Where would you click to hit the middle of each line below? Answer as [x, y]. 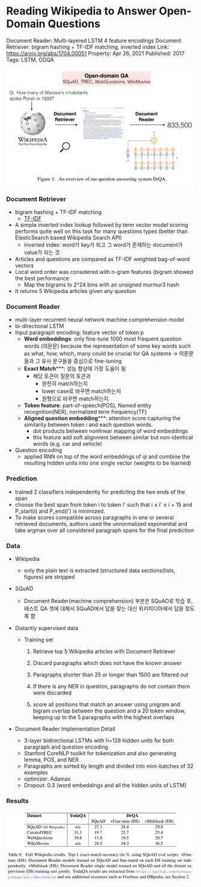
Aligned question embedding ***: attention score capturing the [102, 418]
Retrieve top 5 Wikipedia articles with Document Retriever [104, 651]
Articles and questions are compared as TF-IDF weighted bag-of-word [102, 259]
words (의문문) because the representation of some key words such [107, 346]
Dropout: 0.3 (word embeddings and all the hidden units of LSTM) [105, 785]
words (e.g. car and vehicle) [67, 444]
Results [17, 800]
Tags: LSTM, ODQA [30, 60]
